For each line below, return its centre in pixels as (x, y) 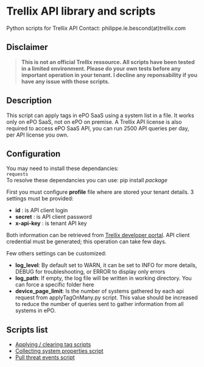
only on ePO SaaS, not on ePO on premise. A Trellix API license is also (94, 122)
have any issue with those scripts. (65, 81)
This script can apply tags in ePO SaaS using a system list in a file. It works (100, 115)
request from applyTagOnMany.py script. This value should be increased (106, 298)
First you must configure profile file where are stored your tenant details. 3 (100, 192)
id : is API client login (41, 210)
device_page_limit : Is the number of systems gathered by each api (99, 291)
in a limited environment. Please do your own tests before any (101, 68)
